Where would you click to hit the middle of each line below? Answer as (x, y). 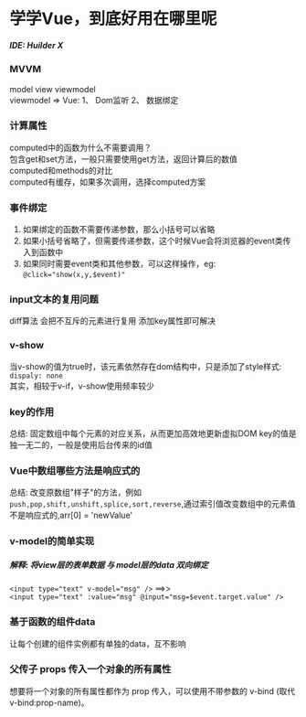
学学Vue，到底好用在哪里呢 (113, 19)
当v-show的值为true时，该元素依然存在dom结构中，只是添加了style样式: (146, 366)
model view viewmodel (53, 89)
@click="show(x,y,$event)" (74, 275)
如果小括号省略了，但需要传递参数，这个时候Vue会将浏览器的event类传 (157, 241)
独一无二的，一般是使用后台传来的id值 (81, 445)
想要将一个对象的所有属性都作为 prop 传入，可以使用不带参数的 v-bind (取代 (152, 690)
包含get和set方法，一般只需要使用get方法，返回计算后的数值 (123, 159)
